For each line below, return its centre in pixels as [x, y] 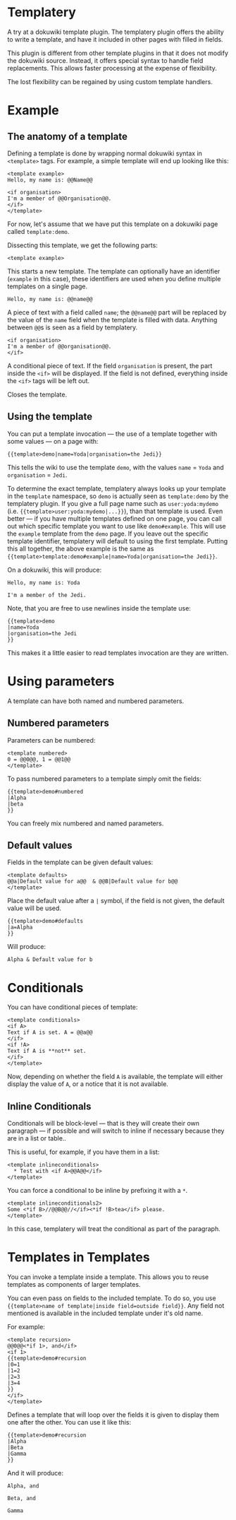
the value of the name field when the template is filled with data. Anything [112, 319]
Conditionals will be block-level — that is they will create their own [103, 1124]
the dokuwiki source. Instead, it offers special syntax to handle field [105, 60]
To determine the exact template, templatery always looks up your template [117, 488]
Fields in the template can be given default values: [80, 862]
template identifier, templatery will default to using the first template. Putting [118, 541]
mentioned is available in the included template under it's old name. [105, 1313]
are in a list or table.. [37, 1138]
